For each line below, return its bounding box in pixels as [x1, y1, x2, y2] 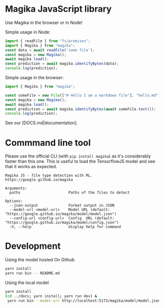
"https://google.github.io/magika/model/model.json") [5, 212, 117, 217]
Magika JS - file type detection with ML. [5, 173, 93, 178]
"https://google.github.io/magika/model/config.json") [5, 220, 119, 225]
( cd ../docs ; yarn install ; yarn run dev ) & [5, 293, 97, 299]
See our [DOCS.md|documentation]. [5, 120, 78, 126]
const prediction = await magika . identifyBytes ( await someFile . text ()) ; [5, 107, 156, 111]
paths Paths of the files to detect [9, 190, 130, 195]
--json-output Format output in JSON [9, 203, 115, 208]
